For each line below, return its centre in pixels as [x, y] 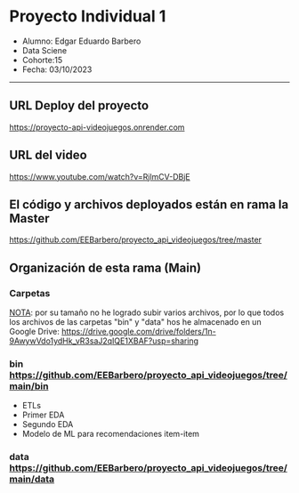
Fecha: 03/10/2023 [57, 69]
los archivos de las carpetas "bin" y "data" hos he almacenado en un [135, 322]
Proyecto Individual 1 [88, 16]
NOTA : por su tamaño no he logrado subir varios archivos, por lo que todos [147, 312]
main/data [32, 480]
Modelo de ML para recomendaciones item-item [111, 434]
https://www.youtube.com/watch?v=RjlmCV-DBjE [100, 176]
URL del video [48, 155]
